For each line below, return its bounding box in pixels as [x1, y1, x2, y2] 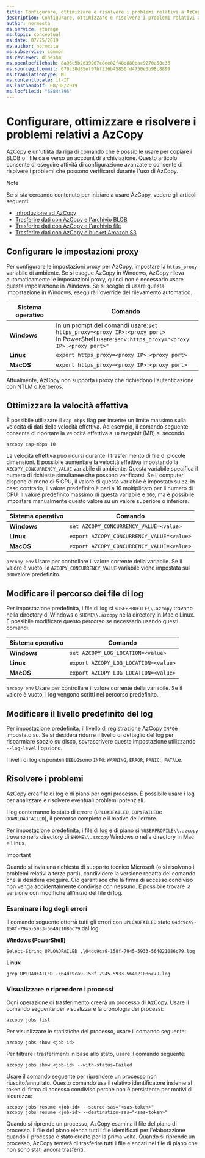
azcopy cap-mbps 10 [6, 441, 56, 447]
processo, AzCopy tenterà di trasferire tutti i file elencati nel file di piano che [6, 1140, 198, 1147]
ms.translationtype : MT [6, 71, 67, 78]
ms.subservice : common [6, 49, 64, 55]
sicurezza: [6, 1092, 32, 1099]
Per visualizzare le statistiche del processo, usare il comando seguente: [6, 1028, 187, 1035]
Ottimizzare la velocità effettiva [6, 400, 128, 411]
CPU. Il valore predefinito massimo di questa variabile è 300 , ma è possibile [6, 491, 195, 498]
